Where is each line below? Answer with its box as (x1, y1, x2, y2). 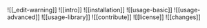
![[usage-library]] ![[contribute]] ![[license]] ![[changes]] (41, 13, 201, 21)
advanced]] (7, 13, 40, 21)
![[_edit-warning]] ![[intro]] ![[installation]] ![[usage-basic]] (7, 6, 172, 14)
